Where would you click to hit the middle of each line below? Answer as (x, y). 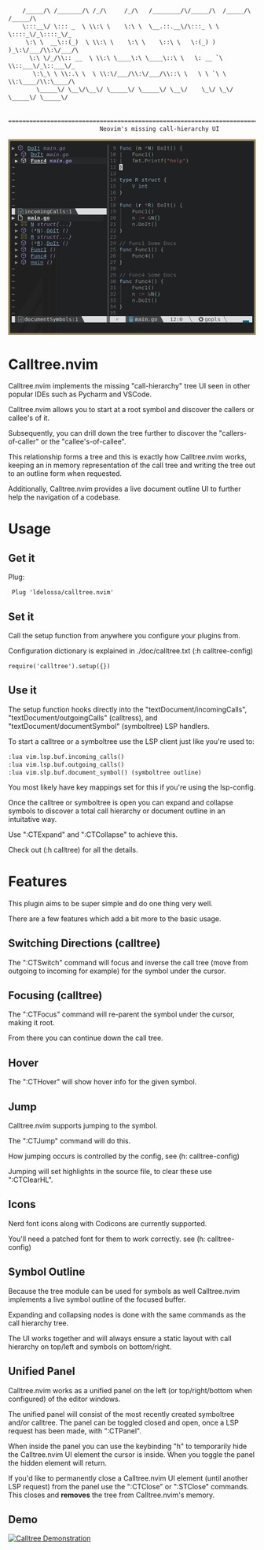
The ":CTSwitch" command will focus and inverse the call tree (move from (128, 962)
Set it (21, 617)
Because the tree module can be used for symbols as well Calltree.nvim (124, 1291)
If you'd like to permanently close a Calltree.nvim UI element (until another (128, 1478)
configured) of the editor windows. (64, 1399)
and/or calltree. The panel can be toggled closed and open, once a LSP (124, 1422)
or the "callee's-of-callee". (84, 442)
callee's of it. (29, 418)
